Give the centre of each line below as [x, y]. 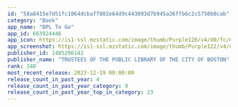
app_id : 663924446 [34, 33]
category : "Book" [33, 20]
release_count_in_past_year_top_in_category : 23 [80, 92]
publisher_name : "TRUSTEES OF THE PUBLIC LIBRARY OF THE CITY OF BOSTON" [119, 60]
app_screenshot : [31, 46]
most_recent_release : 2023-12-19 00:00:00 [71, 73]
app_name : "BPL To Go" [41, 27]
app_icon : [22, 40]
